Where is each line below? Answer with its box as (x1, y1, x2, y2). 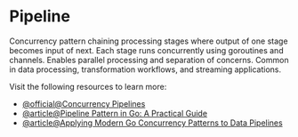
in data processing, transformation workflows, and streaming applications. (9, 64, 282, 75)
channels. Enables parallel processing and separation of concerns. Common (9, 54, 289, 65)
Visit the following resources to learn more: (9, 81, 167, 92)
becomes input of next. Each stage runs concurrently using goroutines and (9, 44, 284, 55)
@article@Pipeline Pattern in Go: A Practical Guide (21, 108, 207, 118)
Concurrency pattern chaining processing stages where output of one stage (9, 36, 288, 46)
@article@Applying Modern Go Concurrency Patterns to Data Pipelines (21, 117, 283, 128)
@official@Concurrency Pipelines (21, 98, 146, 109)
